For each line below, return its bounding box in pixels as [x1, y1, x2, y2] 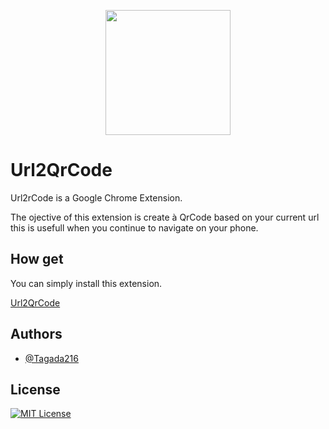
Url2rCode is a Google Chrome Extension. [10, 191, 183, 204]
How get [10, 251, 64, 268]
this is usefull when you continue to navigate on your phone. [10, 221, 259, 234]
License [10, 381, 61, 398]
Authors [10, 326, 63, 343]
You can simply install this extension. [10, 277, 163, 289]
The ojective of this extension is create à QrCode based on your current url [10, 211, 320, 223]
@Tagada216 [24, 352, 79, 364]
